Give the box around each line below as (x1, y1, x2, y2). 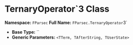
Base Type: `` (11, 29, 40, 35)
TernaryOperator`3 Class (4, 3, 109, 15)
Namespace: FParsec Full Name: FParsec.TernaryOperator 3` (4, 20, 128, 25)
